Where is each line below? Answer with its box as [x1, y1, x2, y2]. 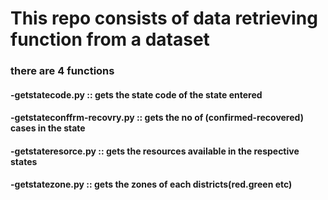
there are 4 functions [10, 64, 115, 78]
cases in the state [10, 122, 86, 134]
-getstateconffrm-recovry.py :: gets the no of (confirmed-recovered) [10, 112, 304, 124]
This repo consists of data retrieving [10, 7, 318, 30]
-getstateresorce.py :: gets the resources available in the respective [10, 145, 300, 157]
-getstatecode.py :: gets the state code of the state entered [10, 88, 263, 101]
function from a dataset [10, 28, 210, 51]
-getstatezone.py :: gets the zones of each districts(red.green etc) [10, 178, 293, 191]
